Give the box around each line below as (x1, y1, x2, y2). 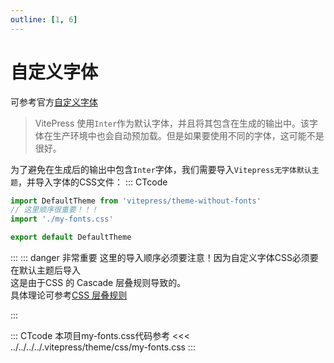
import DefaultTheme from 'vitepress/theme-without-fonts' (10, 196, 262, 206)
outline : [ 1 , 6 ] (10, 14, 78, 25)
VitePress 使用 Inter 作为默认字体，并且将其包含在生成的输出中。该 (34, 117, 310, 129)
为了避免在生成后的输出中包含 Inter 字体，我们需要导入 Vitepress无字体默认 (10, 163, 312, 175)
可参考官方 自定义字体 (10, 96, 98, 108)
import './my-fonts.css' (10, 214, 114, 225)
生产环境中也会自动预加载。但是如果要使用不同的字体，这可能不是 (52, 129, 325, 141)
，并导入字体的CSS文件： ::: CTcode (17, 176, 168, 188)
